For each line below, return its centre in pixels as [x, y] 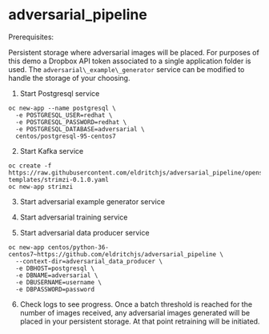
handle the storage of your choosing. [69, 78]
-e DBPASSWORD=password [55, 289]
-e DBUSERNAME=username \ [59, 282]
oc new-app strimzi [41, 187]
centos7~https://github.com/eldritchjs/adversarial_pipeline [112, 254]
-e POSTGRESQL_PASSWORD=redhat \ [71, 122]
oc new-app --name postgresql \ [62, 108]
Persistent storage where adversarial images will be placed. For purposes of [134, 52]
